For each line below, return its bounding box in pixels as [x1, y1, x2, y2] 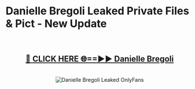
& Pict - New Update [5, 17, 107, 30]
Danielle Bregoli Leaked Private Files [5, 4, 190, 18]
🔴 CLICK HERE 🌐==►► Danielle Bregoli [25, 54, 174, 64]
